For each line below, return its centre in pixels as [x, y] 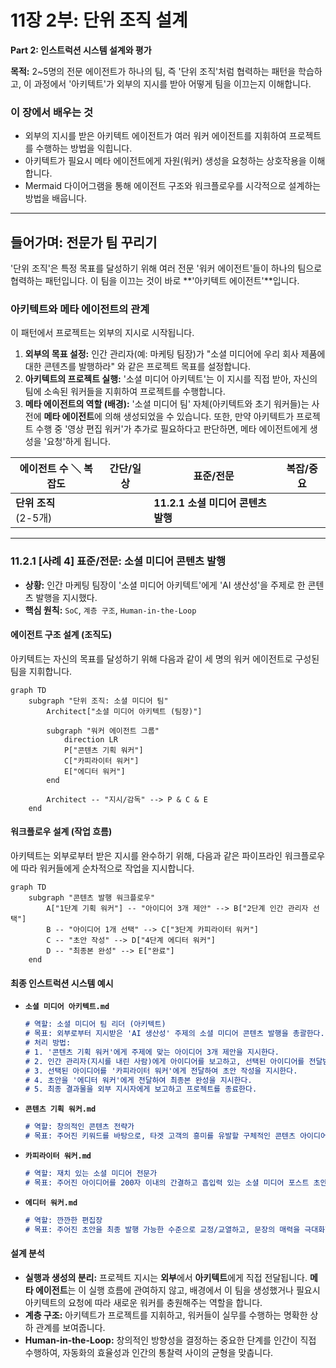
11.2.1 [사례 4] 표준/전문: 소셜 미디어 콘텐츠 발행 [118, 561]
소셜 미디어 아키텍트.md [67, 1007]
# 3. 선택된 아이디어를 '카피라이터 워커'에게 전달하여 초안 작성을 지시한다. [161, 1071]
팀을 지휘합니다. [41, 671]
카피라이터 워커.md [58, 1156]
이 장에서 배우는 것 [52, 112]
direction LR [90, 739]
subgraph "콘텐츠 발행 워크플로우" [92, 898]
